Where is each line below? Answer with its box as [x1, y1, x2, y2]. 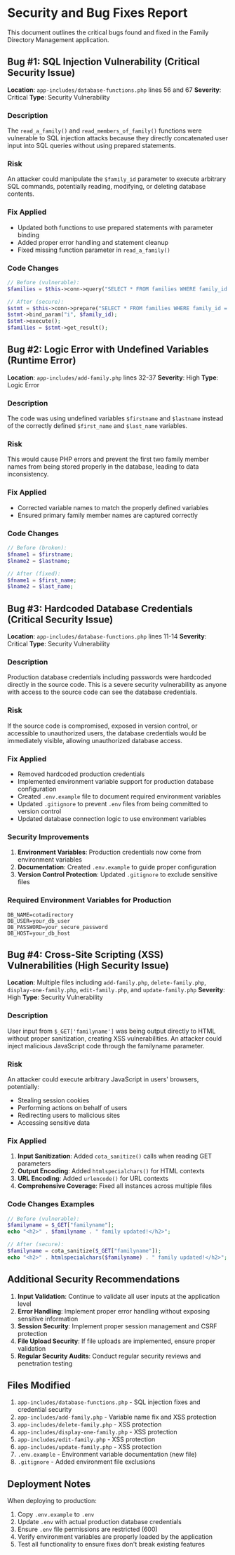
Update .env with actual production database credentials [17, 1518, 182, 1526]
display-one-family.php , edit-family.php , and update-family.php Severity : [7, 986, 226, 994]
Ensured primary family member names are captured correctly [17, 511, 199, 519]
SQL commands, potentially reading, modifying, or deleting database [7, 182, 206, 191]
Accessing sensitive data [17, 1119, 90, 1127]
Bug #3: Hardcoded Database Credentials [7, 602, 193, 615]
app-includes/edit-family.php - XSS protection [17, 1435, 156, 1443]
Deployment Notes [7, 1478, 91, 1490]
